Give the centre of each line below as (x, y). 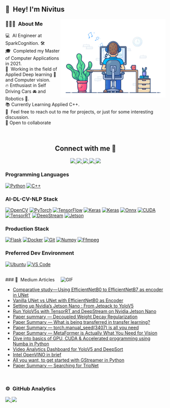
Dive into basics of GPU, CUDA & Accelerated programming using (81, 338)
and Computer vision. (28, 80)
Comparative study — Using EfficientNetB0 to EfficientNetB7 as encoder (88, 290)
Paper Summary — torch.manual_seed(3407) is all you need (76, 327)
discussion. (17, 117)
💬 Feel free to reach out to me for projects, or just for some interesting (79, 112)
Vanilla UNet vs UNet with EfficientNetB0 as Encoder (68, 300)
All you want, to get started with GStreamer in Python (68, 360)
